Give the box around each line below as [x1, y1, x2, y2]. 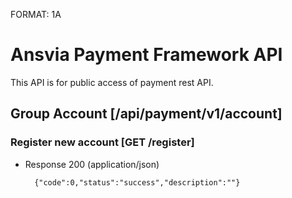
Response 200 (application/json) [24, 158, 160, 170]
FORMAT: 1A [10, 9, 62, 20]
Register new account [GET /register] [10, 135, 195, 149]
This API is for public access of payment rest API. [10, 76, 214, 88]
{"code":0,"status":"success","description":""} [34, 177, 241, 188]
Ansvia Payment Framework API [10, 44, 283, 66]
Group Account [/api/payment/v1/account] [10, 105, 283, 123]
